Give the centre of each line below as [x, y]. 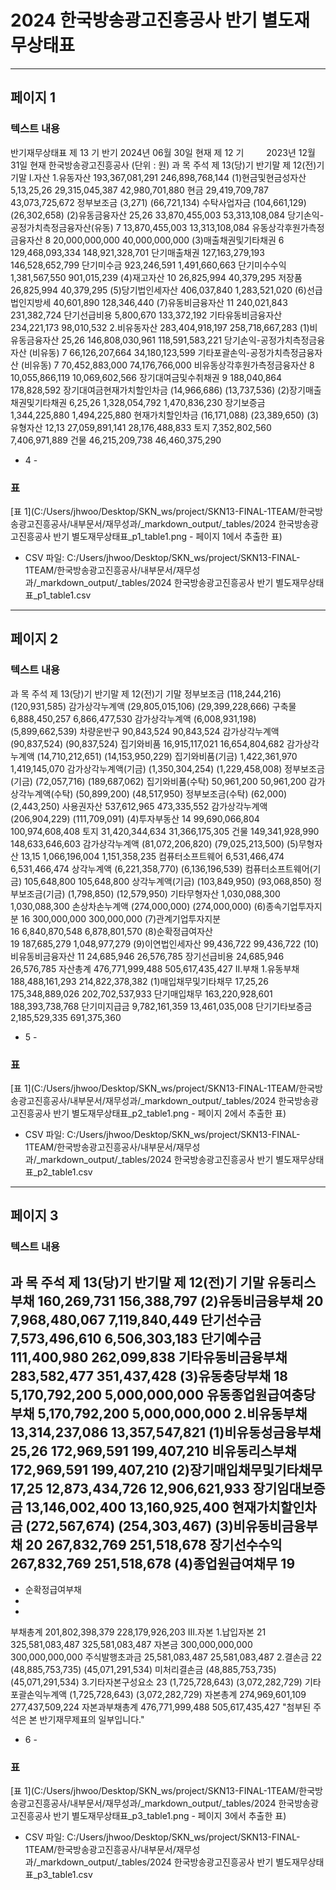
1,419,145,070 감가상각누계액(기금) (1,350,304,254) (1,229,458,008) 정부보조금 [167, 768]
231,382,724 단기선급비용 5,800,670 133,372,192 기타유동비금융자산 [146, 315]
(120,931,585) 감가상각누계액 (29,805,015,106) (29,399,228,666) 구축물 [153, 706]
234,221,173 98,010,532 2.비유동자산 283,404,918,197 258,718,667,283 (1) [160, 327]
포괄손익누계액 [39, 1695]
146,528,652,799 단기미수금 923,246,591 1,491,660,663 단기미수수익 [148, 265]
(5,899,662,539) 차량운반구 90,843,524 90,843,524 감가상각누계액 [145, 731]
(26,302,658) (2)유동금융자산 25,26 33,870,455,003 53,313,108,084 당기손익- [167, 215]
